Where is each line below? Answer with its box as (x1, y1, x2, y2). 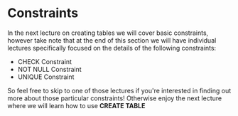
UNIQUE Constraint (17, 73, 75, 81)
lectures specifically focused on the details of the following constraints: (7, 43, 217, 52)
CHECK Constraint (17, 57, 72, 65)
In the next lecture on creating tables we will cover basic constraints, (7, 28, 209, 37)
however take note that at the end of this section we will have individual (7, 36, 217, 44)
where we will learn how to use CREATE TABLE (7, 101, 146, 110)
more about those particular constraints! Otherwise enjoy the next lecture (7, 94, 222, 102)
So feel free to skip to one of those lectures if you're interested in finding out (7, 86, 232, 95)
